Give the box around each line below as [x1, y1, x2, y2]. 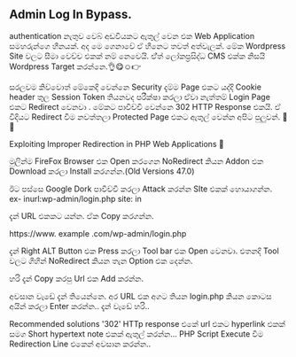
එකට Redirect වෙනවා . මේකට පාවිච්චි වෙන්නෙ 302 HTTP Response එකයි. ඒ [9, 101, 281, 112]
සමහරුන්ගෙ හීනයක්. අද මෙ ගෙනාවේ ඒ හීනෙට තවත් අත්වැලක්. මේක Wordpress [9, 40, 286, 51]
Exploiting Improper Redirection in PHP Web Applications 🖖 [9, 138, 224, 149]
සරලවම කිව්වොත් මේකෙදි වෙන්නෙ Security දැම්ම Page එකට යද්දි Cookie [9, 81, 261, 92]
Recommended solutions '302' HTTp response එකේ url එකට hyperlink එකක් [9, 318, 286, 329]
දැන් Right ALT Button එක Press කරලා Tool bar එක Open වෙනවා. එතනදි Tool [9, 245, 279, 256]
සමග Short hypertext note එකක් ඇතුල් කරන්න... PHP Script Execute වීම [9, 328, 264, 339]
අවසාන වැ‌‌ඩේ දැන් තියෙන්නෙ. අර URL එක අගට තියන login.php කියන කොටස [9, 291, 272, 301]
